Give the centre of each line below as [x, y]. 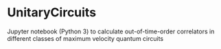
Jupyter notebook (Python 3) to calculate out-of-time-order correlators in [111, 31]
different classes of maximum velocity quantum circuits [85, 38]
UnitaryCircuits [52, 13]
